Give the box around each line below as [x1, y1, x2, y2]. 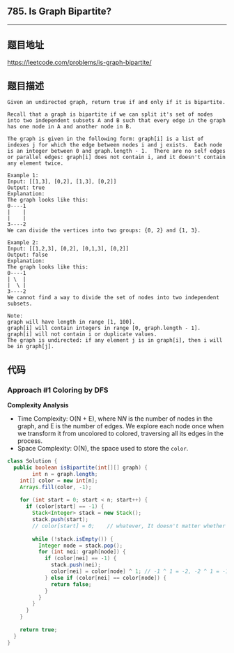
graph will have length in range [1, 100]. [7, 319, 136, 326]
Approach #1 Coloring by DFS [7, 385, 109, 395]
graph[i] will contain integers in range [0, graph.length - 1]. [7, 324, 201, 332]
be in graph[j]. [7, 343, 54, 350]
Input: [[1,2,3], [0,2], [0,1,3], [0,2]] [7, 246, 130, 253]
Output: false [7, 251, 49, 259]
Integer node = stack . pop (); [38, 542, 123, 549]
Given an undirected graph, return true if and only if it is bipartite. [7, 99, 226, 106]
